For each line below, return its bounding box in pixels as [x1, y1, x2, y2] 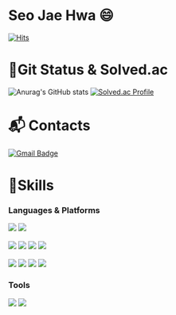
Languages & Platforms [8, 204, 100, 215]
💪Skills [8, 176, 54, 194]
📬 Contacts [8, 116, 91, 135]
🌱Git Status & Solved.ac [8, 61, 169, 79]
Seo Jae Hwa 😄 [8, 6, 114, 25]
